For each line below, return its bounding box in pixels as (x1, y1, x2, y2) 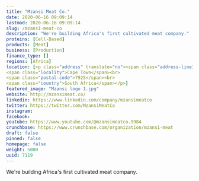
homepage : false (6, 141, 46, 147)
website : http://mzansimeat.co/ (6, 91, 86, 97)
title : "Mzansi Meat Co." (6, 8, 70, 15)
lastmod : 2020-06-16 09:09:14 (6, 20, 81, 26)
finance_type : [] (6, 53, 49, 59)
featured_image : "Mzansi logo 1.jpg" (6, 86, 99, 92)
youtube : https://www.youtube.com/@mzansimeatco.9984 (6, 119, 142, 125)
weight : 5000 (6, 147, 38, 153)
